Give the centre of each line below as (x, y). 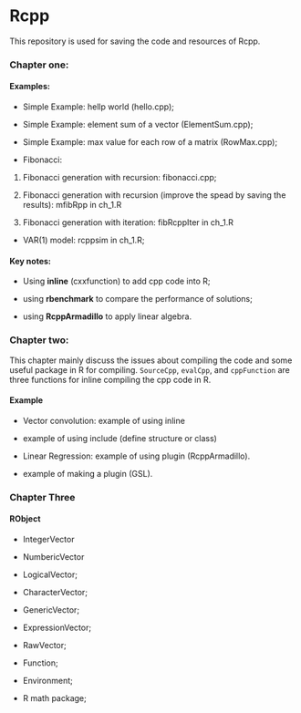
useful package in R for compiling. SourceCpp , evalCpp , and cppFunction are (150, 369)
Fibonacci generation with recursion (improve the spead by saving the (154, 195)
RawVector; (44, 645)
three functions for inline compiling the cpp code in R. (110, 379)
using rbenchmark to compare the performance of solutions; (137, 299)
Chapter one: (39, 65)
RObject (25, 519)
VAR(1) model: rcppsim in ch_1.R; (83, 240)
